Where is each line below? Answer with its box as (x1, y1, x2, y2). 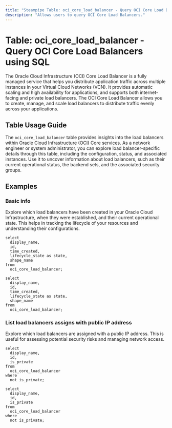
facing (5, 95, 19, 101)
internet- (140, 89, 159, 95)
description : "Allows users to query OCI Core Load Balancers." (5, 12, 145, 17)
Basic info (5, 197, 31, 204)
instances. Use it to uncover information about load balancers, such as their (5, 156, 165, 162)
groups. (5, 167, 22, 173)
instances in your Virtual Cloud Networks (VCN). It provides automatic (5, 84, 153, 90)
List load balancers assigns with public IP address (5, 319, 132, 326)
